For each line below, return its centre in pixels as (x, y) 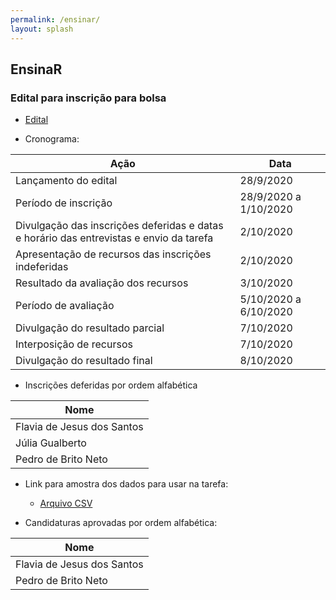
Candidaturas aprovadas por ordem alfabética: (121, 523)
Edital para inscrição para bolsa (88, 98)
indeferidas (42, 267)
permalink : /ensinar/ (55, 19)
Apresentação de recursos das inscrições (113, 254)
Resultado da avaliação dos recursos (102, 283)
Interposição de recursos (74, 344)
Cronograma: (52, 139)
